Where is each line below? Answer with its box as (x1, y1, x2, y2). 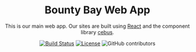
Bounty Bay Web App (45, 3, 150, 17)
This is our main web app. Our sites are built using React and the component (5, 23, 190, 29)
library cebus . (80, 28, 114, 35)
